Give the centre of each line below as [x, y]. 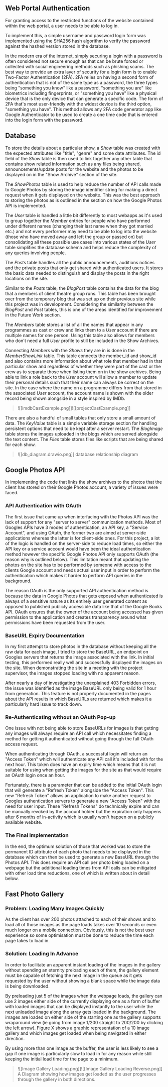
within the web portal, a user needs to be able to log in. [62, 26]
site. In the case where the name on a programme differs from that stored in [83, 388]
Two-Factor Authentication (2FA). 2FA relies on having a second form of [79, 77]
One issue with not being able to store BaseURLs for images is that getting [82, 728]
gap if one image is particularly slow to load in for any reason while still [78, 1053]
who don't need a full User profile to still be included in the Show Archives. [82, 341]
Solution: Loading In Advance [42, 954]
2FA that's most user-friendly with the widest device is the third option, [78, 104]
